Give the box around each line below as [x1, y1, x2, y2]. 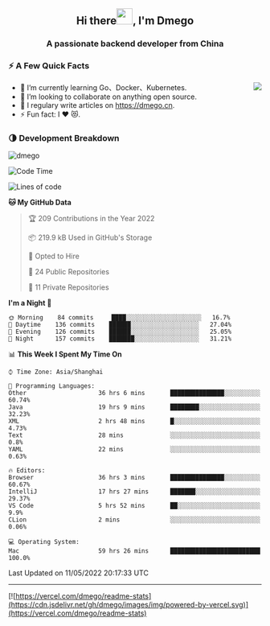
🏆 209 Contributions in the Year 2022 [27, 213, 155, 223]
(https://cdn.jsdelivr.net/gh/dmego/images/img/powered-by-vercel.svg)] [8, 599, 249, 609]
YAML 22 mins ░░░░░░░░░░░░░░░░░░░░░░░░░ [8, 445, 261, 453]
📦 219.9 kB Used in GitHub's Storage [27, 233, 153, 242]
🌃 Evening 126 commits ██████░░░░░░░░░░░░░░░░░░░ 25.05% [8, 327, 231, 336]
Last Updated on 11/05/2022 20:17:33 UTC [8, 568, 149, 578]
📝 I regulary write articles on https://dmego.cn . [19, 100, 175, 109]
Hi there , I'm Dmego [76, 14, 194, 28]
